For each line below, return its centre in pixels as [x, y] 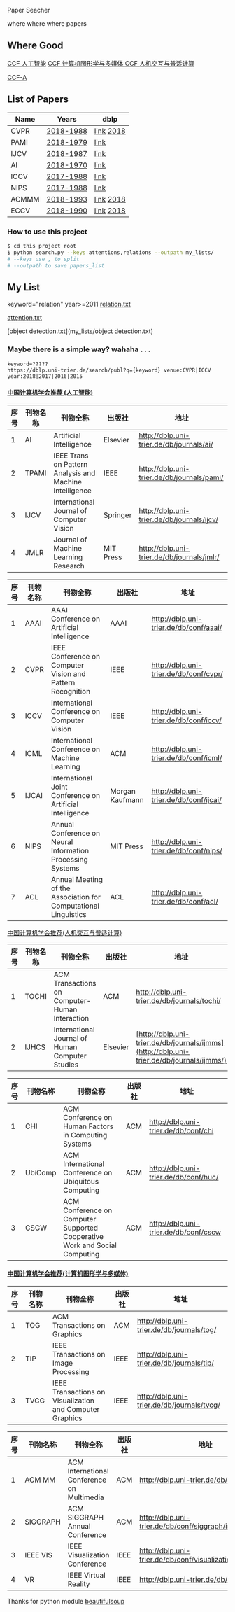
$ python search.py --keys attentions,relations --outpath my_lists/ [111, 252]
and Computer [76, 1409]
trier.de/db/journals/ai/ [176, 444]
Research [69, 566]
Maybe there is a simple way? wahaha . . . [79, 349]
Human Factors [88, 1126]
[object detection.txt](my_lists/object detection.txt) [80, 331]
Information [70, 850]
